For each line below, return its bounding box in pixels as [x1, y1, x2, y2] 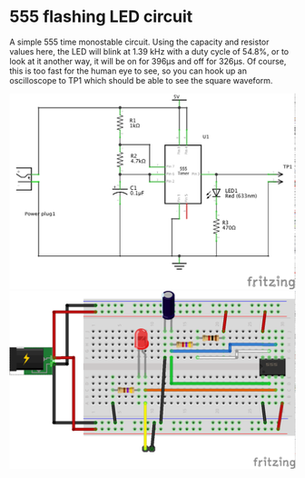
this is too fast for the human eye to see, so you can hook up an [9, 65, 248, 76]
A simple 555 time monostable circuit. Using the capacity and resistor [9, 36, 270, 47]
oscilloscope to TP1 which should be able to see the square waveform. [9, 75, 273, 85]
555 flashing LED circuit [9, 6, 193, 27]
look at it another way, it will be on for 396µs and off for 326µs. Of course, [9, 55, 287, 66]
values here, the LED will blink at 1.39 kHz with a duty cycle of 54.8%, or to [9, 45, 290, 56]
